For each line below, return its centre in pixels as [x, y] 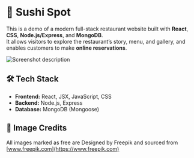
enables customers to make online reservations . [67, 48]
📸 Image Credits [37, 128]
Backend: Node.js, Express [49, 103]
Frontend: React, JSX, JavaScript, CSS [63, 96]
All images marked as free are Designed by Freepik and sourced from [92, 142]
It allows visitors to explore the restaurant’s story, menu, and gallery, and [96, 41]
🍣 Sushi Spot [38, 12]
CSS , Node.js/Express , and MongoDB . [55, 35]
